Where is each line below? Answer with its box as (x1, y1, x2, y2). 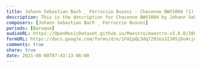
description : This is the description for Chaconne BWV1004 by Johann (6, 14, 186, 20)
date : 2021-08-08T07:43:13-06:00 (6, 53, 90, 59)
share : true (6, 47, 36, 53)
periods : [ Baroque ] (6, 25, 55, 31)
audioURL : (6, 31, 31, 37)
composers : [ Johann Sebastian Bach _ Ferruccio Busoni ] (6, 20, 148, 25)
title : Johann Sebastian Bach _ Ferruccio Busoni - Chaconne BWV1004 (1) (6, 8, 194, 15)
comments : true (6, 42, 44, 48)
